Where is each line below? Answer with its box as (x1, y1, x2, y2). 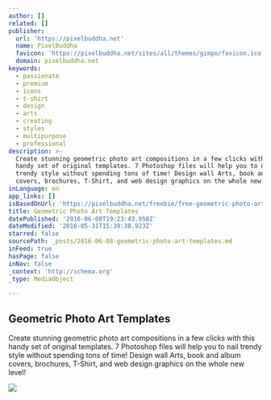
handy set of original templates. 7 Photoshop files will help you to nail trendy (8, 342, 262, 352)
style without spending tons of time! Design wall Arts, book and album (8, 351, 241, 360)
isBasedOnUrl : (8, 200, 56, 208)
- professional (15, 139, 67, 148)
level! (8, 368, 27, 377)
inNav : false (8, 259, 52, 267)
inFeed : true (8, 245, 52, 253)
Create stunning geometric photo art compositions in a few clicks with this (8, 333, 256, 343)
